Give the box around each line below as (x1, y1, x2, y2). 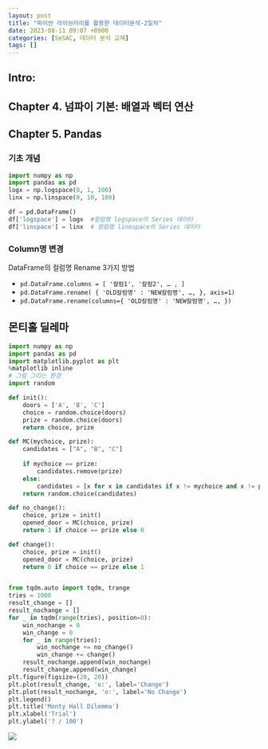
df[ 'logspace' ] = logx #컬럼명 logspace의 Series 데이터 (8, 215, 194, 223)
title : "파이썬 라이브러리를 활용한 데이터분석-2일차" (8, 19, 163, 27)
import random (8, 379, 56, 387)
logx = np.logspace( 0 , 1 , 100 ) (8, 186, 112, 194)
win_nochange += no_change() (37, 643, 134, 652)
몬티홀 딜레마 (8, 320, 69, 335)
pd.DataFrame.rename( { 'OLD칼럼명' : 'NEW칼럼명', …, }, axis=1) (19, 288, 235, 297)
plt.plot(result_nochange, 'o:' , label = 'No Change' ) (8, 688, 187, 696)
